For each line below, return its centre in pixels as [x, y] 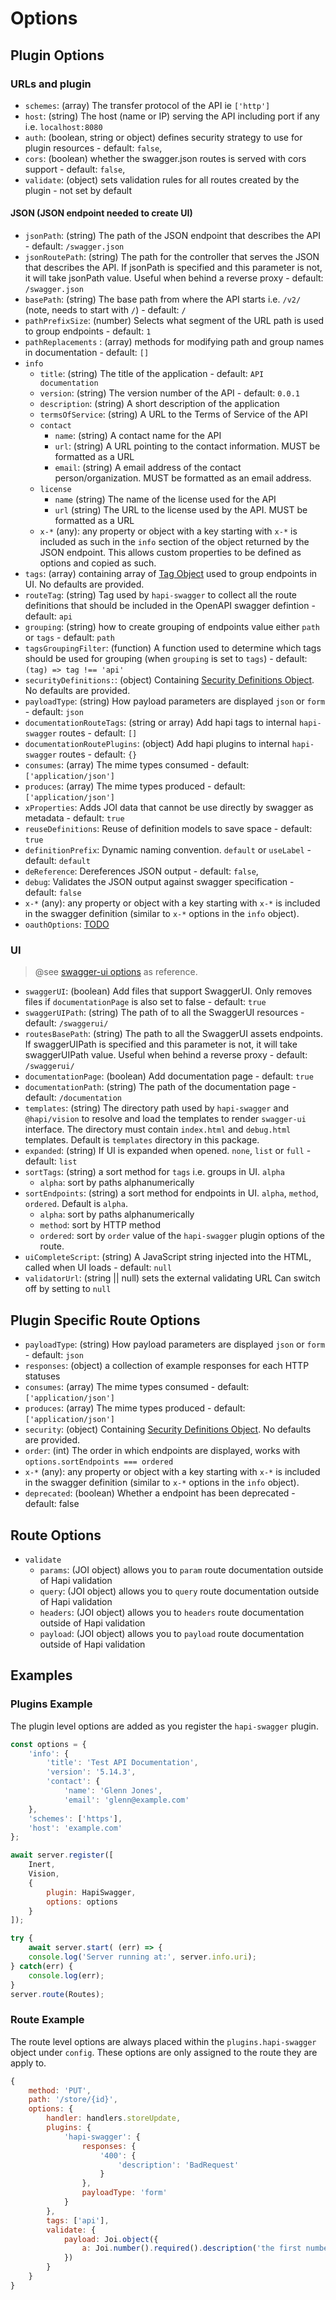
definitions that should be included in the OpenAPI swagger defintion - [170, 606]
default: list [51, 1161]
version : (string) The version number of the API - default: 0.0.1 [169, 393]
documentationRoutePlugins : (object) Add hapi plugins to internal [157, 744]
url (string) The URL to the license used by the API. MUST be [181, 510]
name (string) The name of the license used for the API [165, 499]
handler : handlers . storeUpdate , [114, 2118]
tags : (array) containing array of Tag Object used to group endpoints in [171, 574]
